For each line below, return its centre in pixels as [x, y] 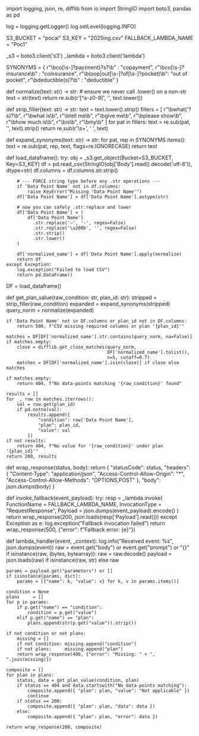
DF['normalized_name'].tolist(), [149, 352]
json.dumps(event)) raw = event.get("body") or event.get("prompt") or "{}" [98, 547]
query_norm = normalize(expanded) [50, 310]
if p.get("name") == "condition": [59, 607]
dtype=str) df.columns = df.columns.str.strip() [62, 170]
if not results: [26, 441]
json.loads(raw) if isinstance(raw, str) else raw [63, 560]
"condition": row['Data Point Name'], [86, 420]
